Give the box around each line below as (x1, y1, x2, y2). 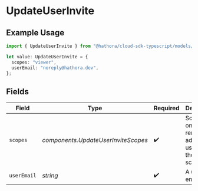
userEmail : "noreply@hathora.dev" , (11, 65, 99, 71)
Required (153, 104, 180, 113)
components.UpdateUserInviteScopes (42, 136, 148, 144)
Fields (6, 87, 29, 97)
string (42, 172, 58, 180)
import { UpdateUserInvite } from (6, 43, 91, 49)
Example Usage (6, 28, 65, 38)
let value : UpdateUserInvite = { (6, 54, 88, 60)
